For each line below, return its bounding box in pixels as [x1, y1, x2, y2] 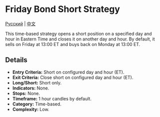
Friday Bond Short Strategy [5, 3, 121, 15]
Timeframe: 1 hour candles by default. [12, 95, 92, 101]
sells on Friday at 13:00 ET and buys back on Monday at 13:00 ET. [5, 41, 141, 47]
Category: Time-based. [12, 101, 62, 107]
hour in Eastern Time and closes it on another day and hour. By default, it [5, 36, 156, 42]
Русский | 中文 [5, 20, 36, 26]
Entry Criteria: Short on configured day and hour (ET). [12, 69, 125, 75]
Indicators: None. [12, 85, 49, 91]
